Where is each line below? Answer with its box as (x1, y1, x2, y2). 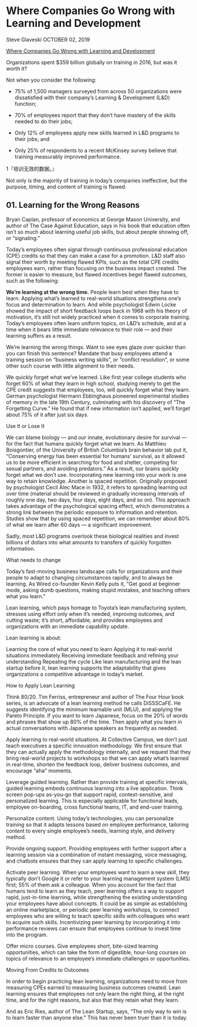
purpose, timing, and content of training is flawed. (6, 183, 127, 190)
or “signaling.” (6, 234, 40, 241)
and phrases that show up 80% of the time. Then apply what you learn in (6, 718, 182, 725)
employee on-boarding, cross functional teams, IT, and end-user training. (6, 803, 184, 810)
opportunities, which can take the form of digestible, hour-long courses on (6, 948, 186, 955)
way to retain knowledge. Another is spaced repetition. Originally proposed (6, 477, 188, 484)
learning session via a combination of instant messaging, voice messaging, (6, 851, 188, 858)
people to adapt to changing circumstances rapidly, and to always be (6, 574, 173, 581)
